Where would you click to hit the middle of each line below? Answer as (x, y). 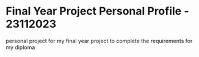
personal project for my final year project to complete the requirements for (99, 41)
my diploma (20, 47)
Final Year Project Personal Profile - (97, 11)
